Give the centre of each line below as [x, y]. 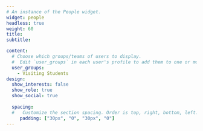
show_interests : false [40, 85]
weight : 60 [20, 29]
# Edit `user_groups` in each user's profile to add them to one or [101, 62]
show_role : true [32, 90]
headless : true [25, 23]
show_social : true [35, 96]
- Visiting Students [43, 73]
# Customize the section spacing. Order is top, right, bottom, [97, 112]
